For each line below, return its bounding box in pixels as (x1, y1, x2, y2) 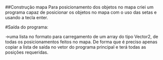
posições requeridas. (5, 49, 49, 55)
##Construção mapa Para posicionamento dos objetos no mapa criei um (5, 4, 154, 10)
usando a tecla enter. (5, 15, 48, 20)
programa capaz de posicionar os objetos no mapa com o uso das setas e (5, 9, 157, 15)
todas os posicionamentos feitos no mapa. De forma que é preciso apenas (5, 39, 158, 45)
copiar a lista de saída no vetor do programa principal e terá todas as (5, 44, 147, 50)
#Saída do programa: (5, 24, 49, 30)
